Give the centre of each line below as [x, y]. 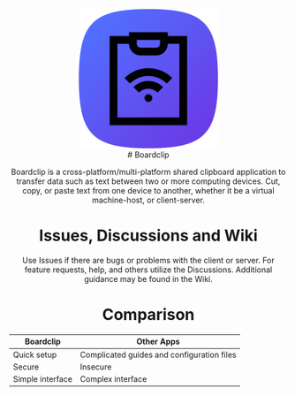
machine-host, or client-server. [148, 200]
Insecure [96, 367]
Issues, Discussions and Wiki [148, 236]
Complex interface [113, 379]
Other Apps [158, 342]
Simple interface [43, 379]
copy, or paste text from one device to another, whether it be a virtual [148, 190]
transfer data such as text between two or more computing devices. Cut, [148, 181]
